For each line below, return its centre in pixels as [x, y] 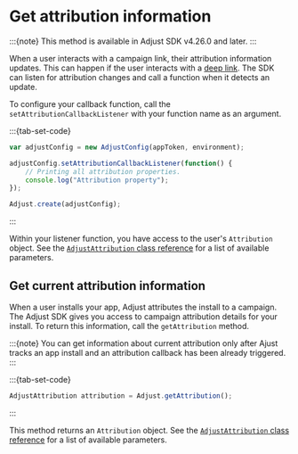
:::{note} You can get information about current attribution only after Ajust [144, 343]
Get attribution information [110, 17]
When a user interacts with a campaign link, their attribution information [141, 58]
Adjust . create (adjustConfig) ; [65, 204]
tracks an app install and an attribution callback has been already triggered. [148, 353]
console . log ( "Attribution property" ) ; [97, 180]
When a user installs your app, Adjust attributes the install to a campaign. [143, 307]
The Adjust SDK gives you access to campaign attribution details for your [143, 317]
